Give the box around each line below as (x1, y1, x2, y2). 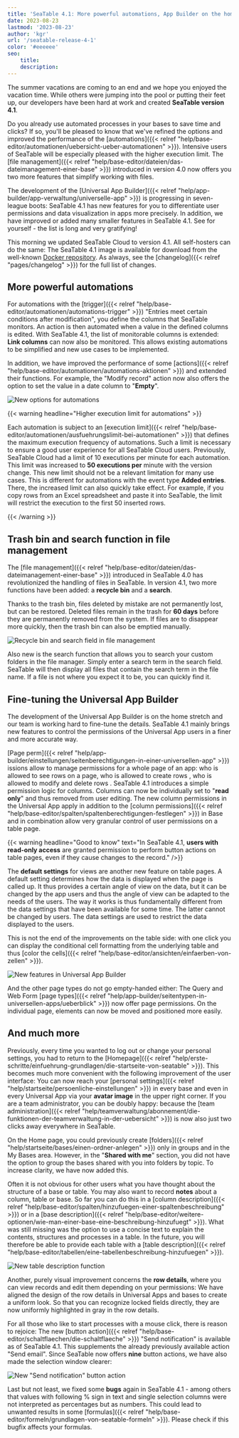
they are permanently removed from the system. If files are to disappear (7, 615, 218, 624)
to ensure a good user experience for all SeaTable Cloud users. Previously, (7, 446, 226, 454)
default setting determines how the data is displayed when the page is (7, 875, 213, 883)
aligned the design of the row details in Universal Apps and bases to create (7, 1290, 228, 1299)
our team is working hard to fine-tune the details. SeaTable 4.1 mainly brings (7, 720, 230, 728)
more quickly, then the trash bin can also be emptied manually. (7, 622, 191, 631)
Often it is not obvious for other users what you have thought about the (7, 1180, 216, 1188)
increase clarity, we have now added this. (7, 1165, 129, 1175)
